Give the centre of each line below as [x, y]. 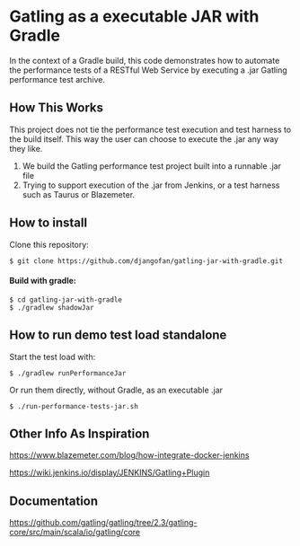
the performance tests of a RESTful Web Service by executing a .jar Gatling [148, 70]
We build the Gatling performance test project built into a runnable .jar [151, 166]
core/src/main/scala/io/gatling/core [75, 533]
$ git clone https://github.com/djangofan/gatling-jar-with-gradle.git [146, 261]
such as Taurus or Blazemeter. [79, 194]
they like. [26, 148]
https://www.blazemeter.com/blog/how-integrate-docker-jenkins [129, 455]
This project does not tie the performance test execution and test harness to [150, 129]
